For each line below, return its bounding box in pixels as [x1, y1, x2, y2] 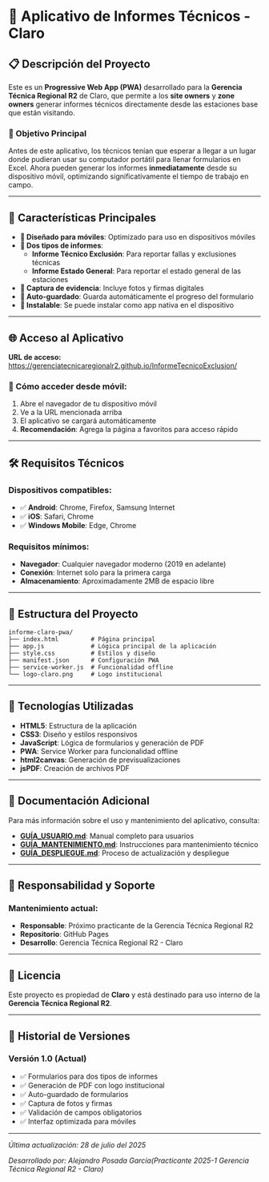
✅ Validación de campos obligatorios [19, 1107, 143, 1117]
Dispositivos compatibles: [8, 484, 112, 495]
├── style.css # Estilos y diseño [8, 649, 156, 658]
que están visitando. [8, 108, 76, 117]
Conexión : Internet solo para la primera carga [19, 568, 171, 578]
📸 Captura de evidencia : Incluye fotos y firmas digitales [19, 284, 204, 293]
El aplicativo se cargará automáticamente [19, 416, 157, 426]
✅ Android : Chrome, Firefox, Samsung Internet [19, 502, 175, 512]
